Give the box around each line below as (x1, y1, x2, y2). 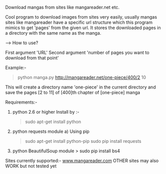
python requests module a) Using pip (12, 128, 90, 134)
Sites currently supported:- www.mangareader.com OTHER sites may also (5, 158, 159, 163)
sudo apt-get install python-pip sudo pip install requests (25, 138, 142, 144)
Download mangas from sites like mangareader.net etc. (5, 5, 120, 10)
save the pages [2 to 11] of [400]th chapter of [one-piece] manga (5, 90, 140, 95)
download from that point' (5, 55, 59, 61)
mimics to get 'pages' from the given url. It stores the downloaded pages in (5, 25, 161, 31)
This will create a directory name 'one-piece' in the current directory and (5, 84, 156, 90)
